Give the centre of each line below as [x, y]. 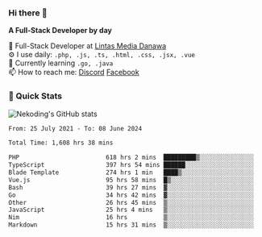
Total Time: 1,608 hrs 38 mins [61, 143]
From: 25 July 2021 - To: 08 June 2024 [75, 128]
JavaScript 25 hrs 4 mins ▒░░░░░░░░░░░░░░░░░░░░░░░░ [131, 210]
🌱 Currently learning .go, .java [61, 63]
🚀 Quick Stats [35, 96]
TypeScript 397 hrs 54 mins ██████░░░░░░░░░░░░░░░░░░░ [131, 165]
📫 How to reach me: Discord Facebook [74, 73]
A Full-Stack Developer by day [60, 31]
